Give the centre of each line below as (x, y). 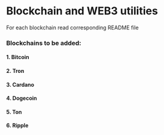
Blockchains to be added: (44, 43)
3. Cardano (20, 84)
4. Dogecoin (22, 98)
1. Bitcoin (18, 57)
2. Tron (15, 71)
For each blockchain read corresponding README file (72, 27)
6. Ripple (17, 125)
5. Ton (14, 112)
